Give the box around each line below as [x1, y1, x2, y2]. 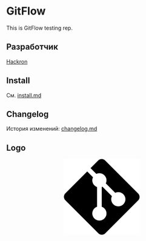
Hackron [6, 58, 28, 65]
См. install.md [6, 91, 42, 99]
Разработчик [6, 42, 59, 52]
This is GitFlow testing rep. [6, 24, 73, 31]
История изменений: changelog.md [6, 125, 98, 133]
